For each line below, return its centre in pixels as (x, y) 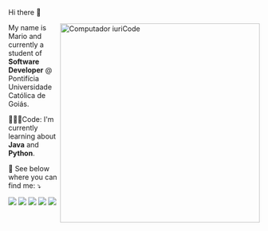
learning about (32, 136)
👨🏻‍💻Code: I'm (31, 119)
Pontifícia (24, 78)
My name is (27, 27)
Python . (22, 153)
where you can (33, 177)
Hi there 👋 (25, 12)
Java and (24, 145)
